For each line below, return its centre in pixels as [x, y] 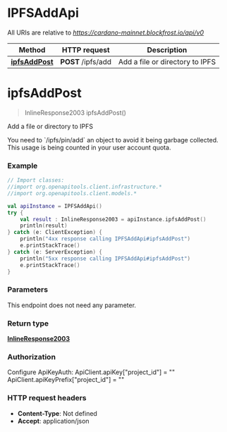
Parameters [27, 290]
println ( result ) [44, 226]
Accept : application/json [53, 421]
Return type [28, 323]
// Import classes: [36, 180]
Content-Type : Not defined [57, 413]
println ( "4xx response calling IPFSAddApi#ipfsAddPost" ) [105, 239]
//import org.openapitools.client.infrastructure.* [85, 187]
